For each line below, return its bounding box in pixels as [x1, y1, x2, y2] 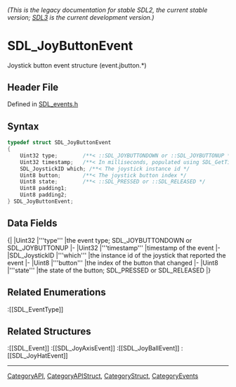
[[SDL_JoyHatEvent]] [7, 352, 68, 360]
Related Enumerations [7, 286, 107, 298]
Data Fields [7, 217, 58, 229]
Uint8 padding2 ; [20, 191, 68, 198]
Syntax [7, 120, 39, 132]
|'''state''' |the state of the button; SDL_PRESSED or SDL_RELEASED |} [7, 266, 211, 274]
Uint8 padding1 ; [20, 185, 68, 192]
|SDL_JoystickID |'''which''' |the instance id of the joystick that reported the [7, 250, 226, 260]
